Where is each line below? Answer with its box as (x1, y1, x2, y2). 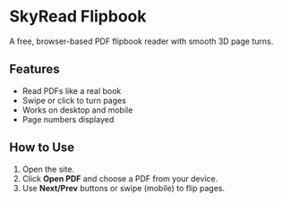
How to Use (9, 140, 75, 156)
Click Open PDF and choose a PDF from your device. (21, 173, 218, 184)
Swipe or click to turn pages (21, 95, 127, 105)
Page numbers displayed (21, 114, 115, 124)
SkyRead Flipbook (9, 6, 147, 27)
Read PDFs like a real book (21, 85, 122, 96)
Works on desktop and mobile (21, 105, 133, 115)
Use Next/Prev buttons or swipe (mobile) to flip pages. (21, 182, 226, 193)
